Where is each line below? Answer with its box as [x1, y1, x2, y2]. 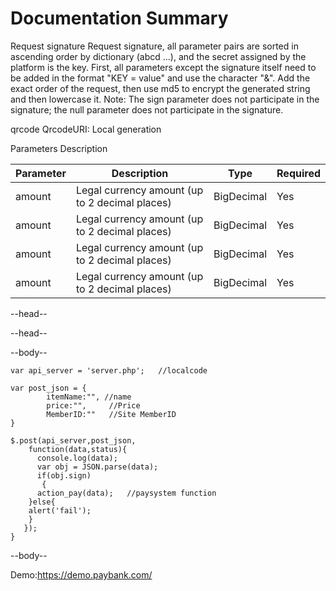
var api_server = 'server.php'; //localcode [10, 365, 208, 376]
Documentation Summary [10, 7, 229, 30]
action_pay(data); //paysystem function [36, 488, 217, 498]
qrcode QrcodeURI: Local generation [10, 123, 162, 135]
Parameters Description [10, 142, 108, 154]
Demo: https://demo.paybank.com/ [10, 568, 153, 581]
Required [276, 166, 321, 180]
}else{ [28, 497, 56, 507]
